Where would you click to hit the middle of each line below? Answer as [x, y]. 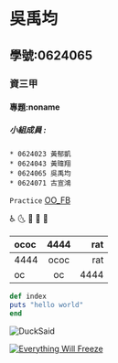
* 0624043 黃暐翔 [40, 164]
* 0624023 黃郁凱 [40, 155]
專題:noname [35, 107]
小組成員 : [28, 130]
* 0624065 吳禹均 [40, 174]
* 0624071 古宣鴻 [40, 184]
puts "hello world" [47, 304]
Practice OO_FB [40, 200]
